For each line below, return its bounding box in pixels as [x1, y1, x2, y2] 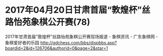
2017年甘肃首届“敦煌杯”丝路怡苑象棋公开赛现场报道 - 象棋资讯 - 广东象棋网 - [5, 34, 158, 39]
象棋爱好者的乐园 [5, 39, 39, 45]
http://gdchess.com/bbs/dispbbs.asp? [40, 39, 117, 45]
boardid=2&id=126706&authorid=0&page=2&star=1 [5, 45, 108, 51]
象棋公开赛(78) [31, 17, 91, 28]
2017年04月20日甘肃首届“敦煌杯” [5, 4, 142, 16]
